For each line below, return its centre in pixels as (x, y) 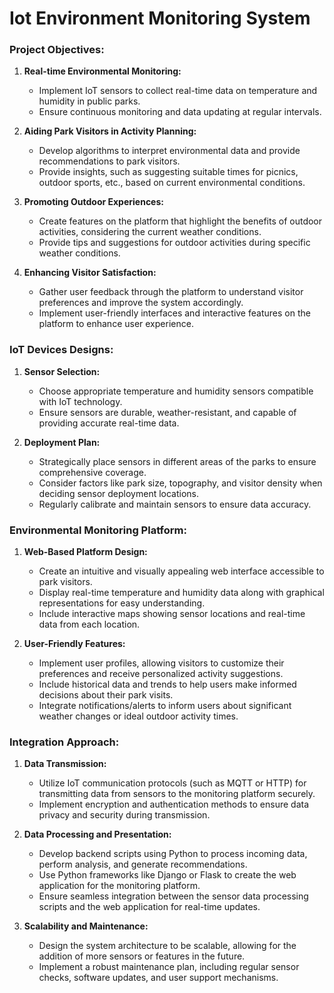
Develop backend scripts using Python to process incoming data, (173, 854)
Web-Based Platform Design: (85, 552)
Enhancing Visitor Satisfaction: (90, 273)
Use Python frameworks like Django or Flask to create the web (167, 875)
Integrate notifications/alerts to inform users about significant (165, 706)
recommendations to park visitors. (109, 161)
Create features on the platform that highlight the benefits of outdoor (180, 221)
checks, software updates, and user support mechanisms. (158, 978)
